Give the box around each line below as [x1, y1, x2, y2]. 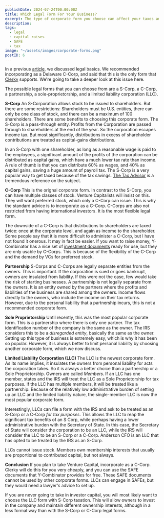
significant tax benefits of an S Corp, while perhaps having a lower [5, 417, 139, 423]
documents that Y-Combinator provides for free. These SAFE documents [5, 472, 151, 478]
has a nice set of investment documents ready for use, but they [30, 243, 157, 250]
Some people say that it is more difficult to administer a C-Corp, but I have [5, 233, 155, 239]
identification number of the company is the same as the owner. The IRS [5, 325, 150, 331]
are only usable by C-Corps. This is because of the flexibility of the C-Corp [5, 249, 156, 255]
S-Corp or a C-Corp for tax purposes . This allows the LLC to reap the [5, 412, 144, 418]
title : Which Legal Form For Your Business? [5, 12, 97, 17]
